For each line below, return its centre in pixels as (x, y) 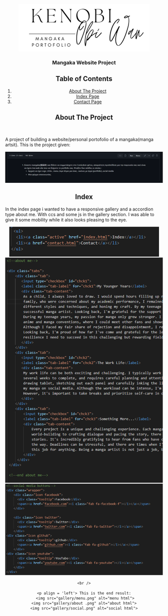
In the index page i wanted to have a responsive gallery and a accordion (79, 209)
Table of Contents (84, 79)
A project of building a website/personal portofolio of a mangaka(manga (79, 139)
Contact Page (88, 101)
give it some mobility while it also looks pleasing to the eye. (66, 220)
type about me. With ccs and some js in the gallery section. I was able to (80, 214)
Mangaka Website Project (84, 62)
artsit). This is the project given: (38, 145)
